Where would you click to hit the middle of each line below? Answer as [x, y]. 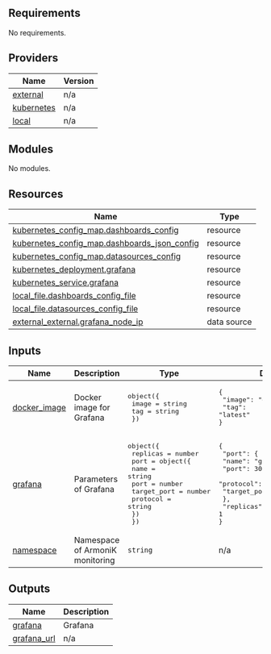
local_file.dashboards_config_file [74, 296]
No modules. [29, 169]
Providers [33, 58]
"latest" [234, 415]
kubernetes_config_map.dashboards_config [96, 231]
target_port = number [171, 492]
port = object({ [161, 462]
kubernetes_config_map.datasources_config [97, 256]
